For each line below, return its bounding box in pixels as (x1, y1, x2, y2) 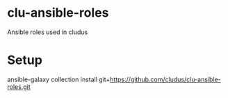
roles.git (7, 82, 31, 91)
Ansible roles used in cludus (7, 28, 88, 36)
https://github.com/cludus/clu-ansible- (110, 75, 221, 83)
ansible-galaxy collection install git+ (7, 75, 111, 83)
